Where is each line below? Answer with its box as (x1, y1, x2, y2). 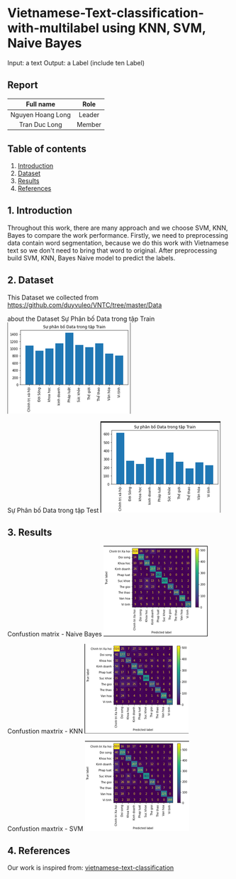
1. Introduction (7, 204, 72, 217)
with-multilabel (7, 20, 99, 36)
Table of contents (7, 143, 86, 155)
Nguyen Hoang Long (10, 110, 71, 118)
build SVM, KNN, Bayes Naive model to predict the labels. (7, 253, 176, 262)
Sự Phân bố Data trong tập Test (7, 506, 99, 514)
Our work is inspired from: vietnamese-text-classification (7, 863, 174, 872)
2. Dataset (7, 275, 54, 287)
